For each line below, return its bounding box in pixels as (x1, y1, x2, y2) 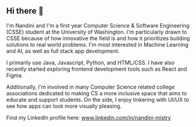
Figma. (6, 71, 23, 78)
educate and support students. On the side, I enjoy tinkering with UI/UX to (6, 96, 189, 103)
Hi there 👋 (6, 6, 44, 16)
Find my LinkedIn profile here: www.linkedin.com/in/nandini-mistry (6, 114, 171, 121)
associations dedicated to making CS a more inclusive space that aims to (6, 89, 188, 96)
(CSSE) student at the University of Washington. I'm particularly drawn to (6, 28, 188, 35)
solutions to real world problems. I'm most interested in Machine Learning (6, 41, 189, 48)
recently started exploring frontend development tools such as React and (6, 65, 188, 72)
